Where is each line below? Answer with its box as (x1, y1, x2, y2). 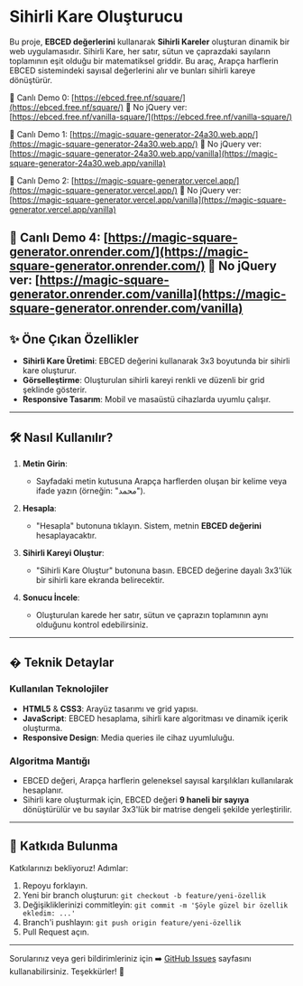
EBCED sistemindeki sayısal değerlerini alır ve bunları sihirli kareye (9, 65, 256, 76)
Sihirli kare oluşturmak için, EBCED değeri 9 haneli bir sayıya (22, 793, 250, 805)
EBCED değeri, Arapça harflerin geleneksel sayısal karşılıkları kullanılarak (22, 775, 294, 785)
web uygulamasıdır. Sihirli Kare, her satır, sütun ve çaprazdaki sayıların (9, 45, 271, 56)
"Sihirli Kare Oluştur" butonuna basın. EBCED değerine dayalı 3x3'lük (35, 565, 293, 576)
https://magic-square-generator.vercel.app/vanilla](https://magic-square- (12, 194, 287, 205)
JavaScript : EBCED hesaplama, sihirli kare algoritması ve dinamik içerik (22, 712, 289, 724)
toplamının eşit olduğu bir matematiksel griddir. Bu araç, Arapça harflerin (9, 55, 279, 66)
